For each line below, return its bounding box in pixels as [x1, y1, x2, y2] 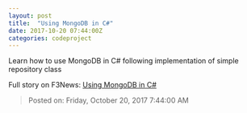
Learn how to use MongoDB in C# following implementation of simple [8, 56, 240, 66]
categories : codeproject [8, 34, 92, 42]
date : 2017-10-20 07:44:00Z [8, 26, 103, 34]
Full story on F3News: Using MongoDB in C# [8, 80, 157, 90]
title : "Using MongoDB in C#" [8, 19, 114, 27]
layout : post [8, 11, 52, 20]
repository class [8, 65, 62, 75]
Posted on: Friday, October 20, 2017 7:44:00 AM [27, 95, 190, 105]
